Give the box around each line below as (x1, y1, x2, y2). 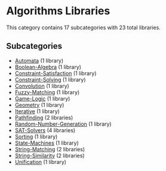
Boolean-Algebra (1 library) (14, 63, 82, 70)
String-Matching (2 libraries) (14, 145, 85, 153)
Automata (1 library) (14, 57, 64, 64)
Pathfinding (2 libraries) (14, 114, 73, 121)
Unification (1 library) (14, 158, 67, 165)
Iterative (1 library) (14, 107, 60, 114)
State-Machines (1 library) (14, 139, 79, 147)
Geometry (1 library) (14, 101, 64, 108)
